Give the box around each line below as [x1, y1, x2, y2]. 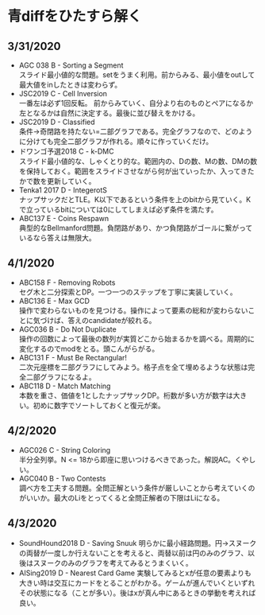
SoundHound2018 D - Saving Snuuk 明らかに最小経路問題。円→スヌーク [18, 539, 257, 548]
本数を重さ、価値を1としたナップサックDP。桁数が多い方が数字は [18, 391, 233, 400]
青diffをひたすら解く [7, 7, 142, 25]
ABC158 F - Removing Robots [18, 278, 116, 287]
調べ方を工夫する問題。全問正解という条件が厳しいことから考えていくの [18, 483, 255, 492]
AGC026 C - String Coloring [18, 445, 111, 454]
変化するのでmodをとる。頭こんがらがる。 [18, 344, 159, 353]
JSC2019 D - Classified [18, 117, 96, 127]
